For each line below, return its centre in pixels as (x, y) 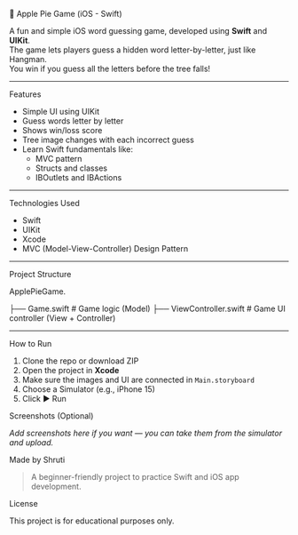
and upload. (31, 443)
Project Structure (40, 274)
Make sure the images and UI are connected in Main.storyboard (138, 379)
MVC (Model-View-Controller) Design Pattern (105, 248)
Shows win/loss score (62, 130)
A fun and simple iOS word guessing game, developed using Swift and (138, 31)
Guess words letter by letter (73, 121)
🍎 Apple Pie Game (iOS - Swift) (66, 14)
